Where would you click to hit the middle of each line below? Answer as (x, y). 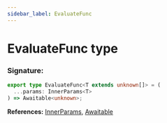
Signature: (26, 70)
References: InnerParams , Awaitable (60, 111)
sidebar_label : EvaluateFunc (50, 14)
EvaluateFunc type (63, 48)
